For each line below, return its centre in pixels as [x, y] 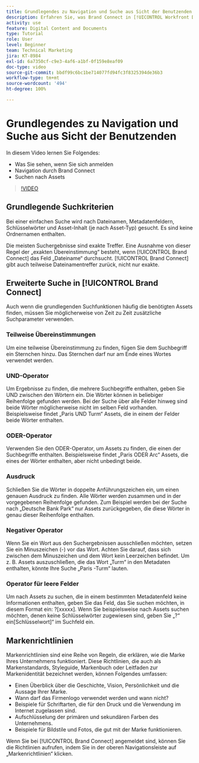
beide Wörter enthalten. [35, 420]
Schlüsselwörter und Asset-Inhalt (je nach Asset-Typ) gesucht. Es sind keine [99, 228]
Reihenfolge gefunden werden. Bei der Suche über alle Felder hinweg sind [97, 401]
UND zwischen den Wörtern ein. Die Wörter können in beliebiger [85, 395]
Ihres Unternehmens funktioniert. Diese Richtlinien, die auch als [84, 661]
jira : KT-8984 [24, 56]
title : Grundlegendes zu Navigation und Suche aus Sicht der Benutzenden [99, 12]
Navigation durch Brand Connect [55, 171]
